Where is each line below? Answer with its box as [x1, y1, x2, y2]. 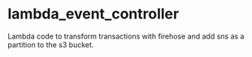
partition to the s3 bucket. [7, 39, 94, 49]
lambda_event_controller [7, 5, 180, 23]
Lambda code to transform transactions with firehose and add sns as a [7, 31, 245, 41]
